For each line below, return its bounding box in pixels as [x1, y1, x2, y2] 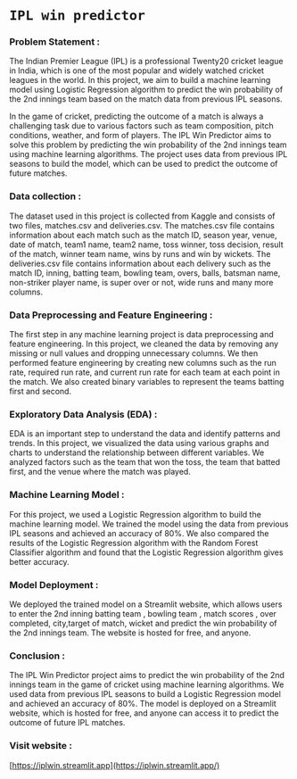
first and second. [9, 386, 72, 397]
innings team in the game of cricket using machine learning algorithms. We [9, 679, 285, 690]
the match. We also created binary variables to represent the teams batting [9, 377, 285, 387]
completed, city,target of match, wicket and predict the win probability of [9, 617, 277, 628]
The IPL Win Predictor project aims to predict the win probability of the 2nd [9, 670, 285, 681]
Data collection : [9, 190, 82, 203]
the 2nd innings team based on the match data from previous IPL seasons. [9, 94, 283, 104]
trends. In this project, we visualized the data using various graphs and [9, 438, 269, 449]
